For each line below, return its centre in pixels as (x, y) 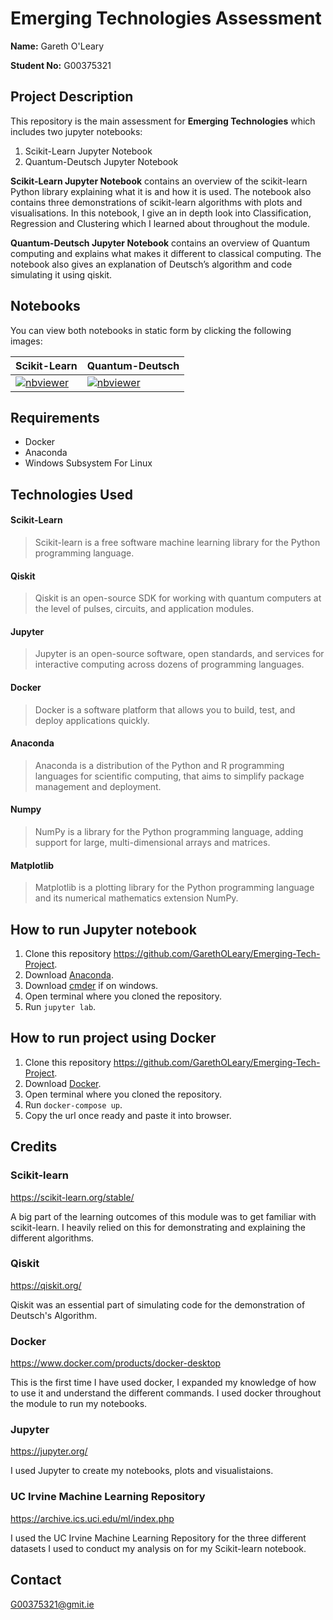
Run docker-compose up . (73, 1104)
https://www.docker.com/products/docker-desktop (116, 1363)
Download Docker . (63, 1083)
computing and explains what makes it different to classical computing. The (166, 253)
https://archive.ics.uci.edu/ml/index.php (92, 1518)
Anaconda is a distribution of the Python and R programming (159, 765)
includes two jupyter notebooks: (76, 131)
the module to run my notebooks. (79, 1404)
